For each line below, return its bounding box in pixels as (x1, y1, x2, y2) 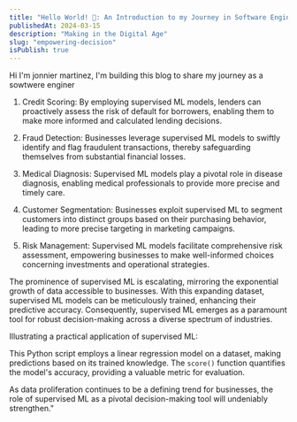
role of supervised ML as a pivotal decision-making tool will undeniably (9, 394, 268, 404)
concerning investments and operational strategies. (21, 259, 210, 270)
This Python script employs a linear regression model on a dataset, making (9, 349, 281, 359)
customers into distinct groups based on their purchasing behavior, (21, 214, 267, 225)
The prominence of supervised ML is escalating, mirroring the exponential (9, 276, 278, 288)
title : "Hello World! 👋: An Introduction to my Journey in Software (9, 12, 267, 22)
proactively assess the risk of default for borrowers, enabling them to (21, 106, 275, 117)
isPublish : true (9, 46, 69, 55)
